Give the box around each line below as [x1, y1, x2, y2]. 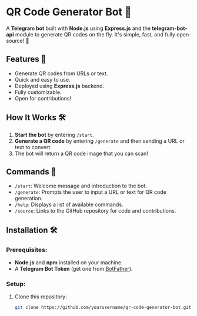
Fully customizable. [14, 88, 62, 96]
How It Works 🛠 [6, 113, 66, 123]
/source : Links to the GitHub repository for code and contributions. [14, 207, 176, 214]
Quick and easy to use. [14, 76, 71, 83]
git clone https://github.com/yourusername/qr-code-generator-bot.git [14, 305, 192, 311]
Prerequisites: [6, 246, 48, 254]
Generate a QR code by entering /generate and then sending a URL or [14, 137, 185, 144]
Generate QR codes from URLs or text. [14, 70, 108, 77]
